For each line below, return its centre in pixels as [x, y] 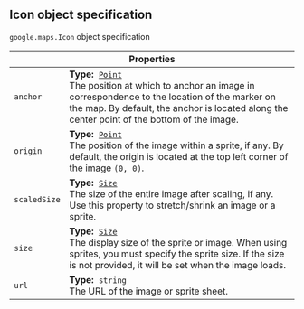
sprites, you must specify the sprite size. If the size [177, 254]
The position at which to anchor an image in [162, 85]
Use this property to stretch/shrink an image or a [172, 205]
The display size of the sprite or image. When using [178, 242]
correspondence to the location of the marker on [172, 97]
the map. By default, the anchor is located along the [179, 108]
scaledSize [37, 199]
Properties [152, 59]
